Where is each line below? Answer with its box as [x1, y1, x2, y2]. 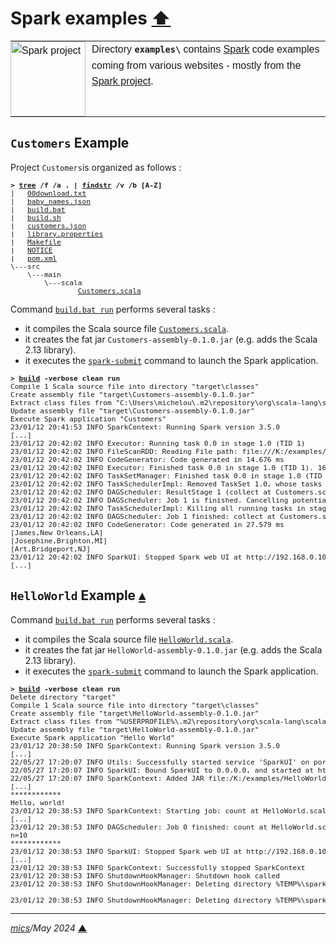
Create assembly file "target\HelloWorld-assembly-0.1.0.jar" [10, 708, 260, 718]
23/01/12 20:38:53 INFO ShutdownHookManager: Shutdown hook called [10, 871, 281, 881]
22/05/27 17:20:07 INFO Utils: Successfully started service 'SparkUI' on [10, 757, 310, 767]
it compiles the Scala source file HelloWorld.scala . [24, 633, 234, 645]
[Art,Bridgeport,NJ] [10, 544, 91, 554]
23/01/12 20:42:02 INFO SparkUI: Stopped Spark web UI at [10, 552, 243, 562]
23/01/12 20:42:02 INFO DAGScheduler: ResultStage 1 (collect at [10, 487, 272, 497]
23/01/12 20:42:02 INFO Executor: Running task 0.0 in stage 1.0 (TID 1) [10, 438, 306, 448]
